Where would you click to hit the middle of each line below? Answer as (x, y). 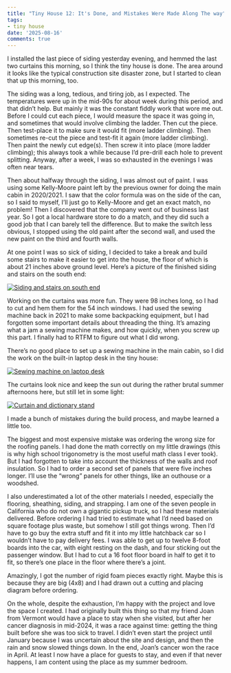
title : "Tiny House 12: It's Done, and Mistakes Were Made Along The (109, 13)
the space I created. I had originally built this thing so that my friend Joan (111, 611)
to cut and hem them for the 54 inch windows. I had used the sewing (104, 308)
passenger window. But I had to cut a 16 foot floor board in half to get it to (111, 555)
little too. (20, 426)
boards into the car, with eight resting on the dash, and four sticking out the (114, 548)
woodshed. (23, 483)
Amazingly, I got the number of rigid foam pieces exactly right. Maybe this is (115, 576)
